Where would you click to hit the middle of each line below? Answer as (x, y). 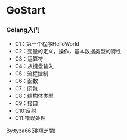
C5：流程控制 (32, 74)
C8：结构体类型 (34, 96)
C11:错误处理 (30, 118)
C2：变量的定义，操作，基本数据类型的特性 (68, 52)
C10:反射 (26, 111)
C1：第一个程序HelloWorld (47, 44)
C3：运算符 (29, 59)
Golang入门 (23, 30)
